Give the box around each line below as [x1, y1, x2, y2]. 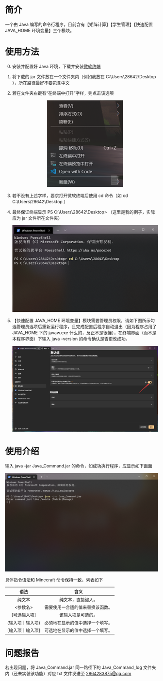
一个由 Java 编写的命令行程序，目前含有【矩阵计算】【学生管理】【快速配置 [5, 21, 153, 27]
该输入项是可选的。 [59, 612, 98, 618]
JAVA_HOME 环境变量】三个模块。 [5, 27, 74, 33]
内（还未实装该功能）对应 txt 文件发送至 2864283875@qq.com [5, 671, 131, 677]
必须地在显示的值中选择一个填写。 [44, 620, 113, 626]
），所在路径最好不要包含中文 [12, 80, 70, 86]
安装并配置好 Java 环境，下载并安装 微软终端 [12, 63, 101, 69]
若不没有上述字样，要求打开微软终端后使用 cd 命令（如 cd [12, 193, 128, 198]
